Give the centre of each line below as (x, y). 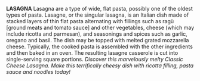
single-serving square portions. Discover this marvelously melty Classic (95, 59)
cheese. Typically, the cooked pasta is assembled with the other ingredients (99, 46)
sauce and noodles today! (38, 72)
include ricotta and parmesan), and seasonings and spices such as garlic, (97, 34)
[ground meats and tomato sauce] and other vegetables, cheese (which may (100, 27)
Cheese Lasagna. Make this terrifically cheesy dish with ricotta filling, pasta (100, 66)
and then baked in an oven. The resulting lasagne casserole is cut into (92, 53)
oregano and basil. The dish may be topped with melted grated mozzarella (98, 40)
